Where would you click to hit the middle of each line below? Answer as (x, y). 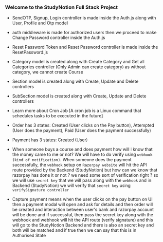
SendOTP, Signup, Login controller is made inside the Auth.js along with (84, 18)
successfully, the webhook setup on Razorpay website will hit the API (80, 165)
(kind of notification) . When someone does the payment (72, 160)
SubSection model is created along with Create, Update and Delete (79, 96)
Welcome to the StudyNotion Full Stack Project (62, 7)
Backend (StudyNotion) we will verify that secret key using (71, 186)
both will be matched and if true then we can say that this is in (74, 230)
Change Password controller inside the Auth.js (59, 37)
